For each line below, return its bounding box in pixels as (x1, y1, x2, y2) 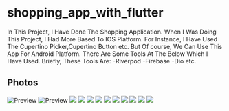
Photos (7, 77, 39, 89)
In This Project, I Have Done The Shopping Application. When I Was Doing (7, 28, 217, 36)
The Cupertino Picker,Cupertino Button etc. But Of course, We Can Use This (7, 42, 223, 50)
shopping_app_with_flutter (7, 5, 164, 21)
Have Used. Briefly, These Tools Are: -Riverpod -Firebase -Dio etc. (7, 57, 197, 65)
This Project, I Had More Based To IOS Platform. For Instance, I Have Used (7, 34, 218, 43)
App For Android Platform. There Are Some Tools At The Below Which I (7, 50, 208, 58)
